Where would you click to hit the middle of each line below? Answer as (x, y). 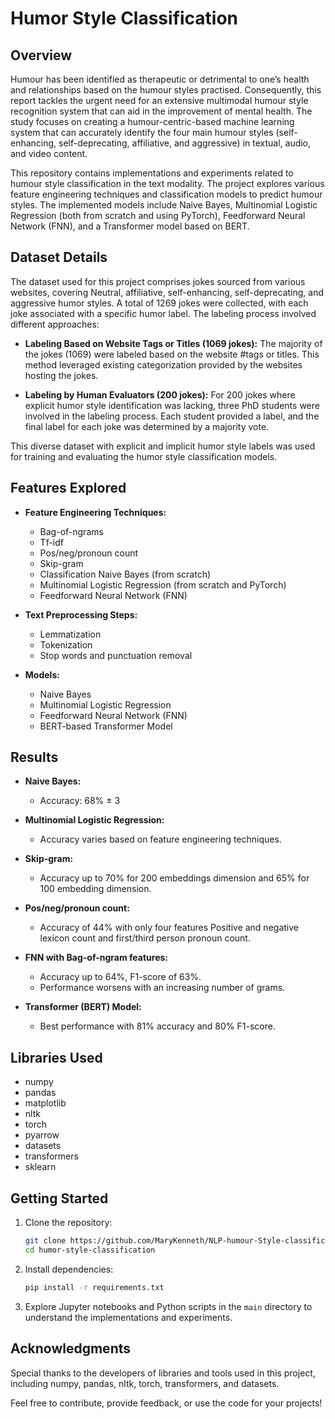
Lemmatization (70, 634)
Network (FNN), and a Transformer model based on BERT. (130, 226)
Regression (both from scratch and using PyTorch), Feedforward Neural (158, 215)
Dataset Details (59, 257)
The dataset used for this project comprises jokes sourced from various (158, 281)
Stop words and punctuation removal (116, 655)
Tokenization (66, 644)
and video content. (49, 153)
